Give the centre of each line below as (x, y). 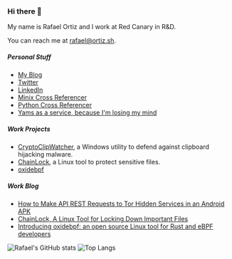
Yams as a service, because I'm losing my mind (87, 112)
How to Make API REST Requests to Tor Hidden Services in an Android (121, 204)
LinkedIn (30, 90)
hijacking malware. (45, 154)
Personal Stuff (29, 57)
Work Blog (23, 186)
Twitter (28, 83)
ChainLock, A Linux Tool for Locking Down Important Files (103, 219)
